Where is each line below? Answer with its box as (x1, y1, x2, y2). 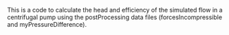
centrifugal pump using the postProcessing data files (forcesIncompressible (7, 13, 222, 21)
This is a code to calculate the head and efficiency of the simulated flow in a (7, 6, 223, 14)
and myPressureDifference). (7, 21, 87, 28)
